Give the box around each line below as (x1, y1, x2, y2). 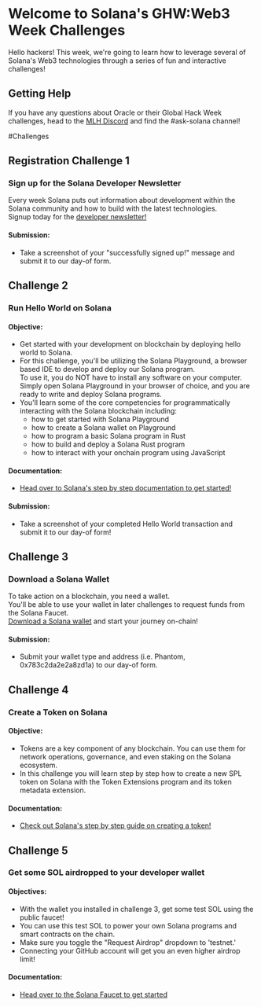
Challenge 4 (8, 683, 69, 696)
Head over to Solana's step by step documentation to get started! (19, 483, 232, 493)
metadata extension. (19, 785, 86, 795)
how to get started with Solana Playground (31, 414, 170, 424)
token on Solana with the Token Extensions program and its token (19, 777, 232, 786)
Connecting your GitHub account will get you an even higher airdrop (19, 946, 241, 955)
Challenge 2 (8, 279, 68, 292)
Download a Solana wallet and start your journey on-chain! (8, 616, 199, 626)
